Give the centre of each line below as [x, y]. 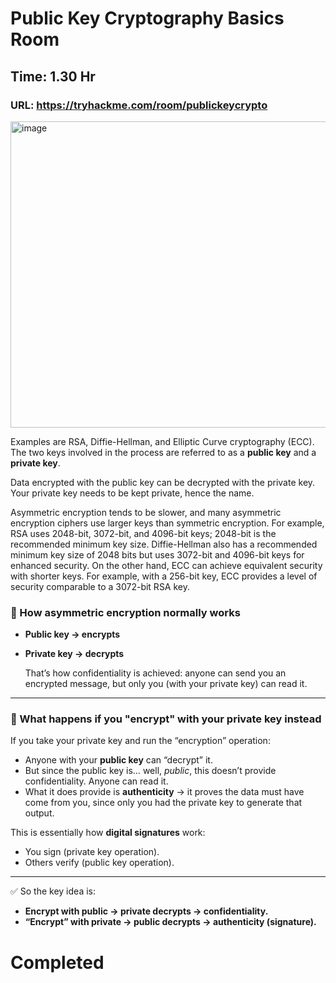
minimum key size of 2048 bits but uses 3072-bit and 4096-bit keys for [157, 554]
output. [39, 813]
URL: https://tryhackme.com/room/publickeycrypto [139, 105]
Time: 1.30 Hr [53, 76]
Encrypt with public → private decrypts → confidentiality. [146, 911]
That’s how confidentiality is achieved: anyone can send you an [155, 673]
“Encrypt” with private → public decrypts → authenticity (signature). [170, 922]
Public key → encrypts [72, 634]
